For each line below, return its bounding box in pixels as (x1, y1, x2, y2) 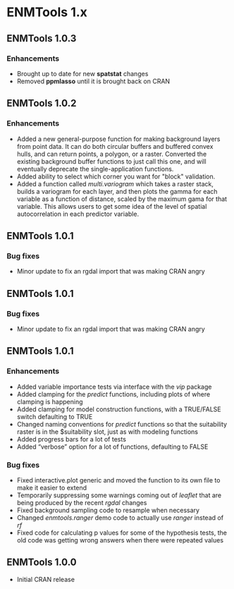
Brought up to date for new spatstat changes (16, 69, 149, 78)
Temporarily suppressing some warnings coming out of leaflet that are (16, 491, 222, 499)
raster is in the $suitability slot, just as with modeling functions (16, 427, 199, 436)
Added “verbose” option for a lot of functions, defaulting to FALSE (16, 442, 209, 451)
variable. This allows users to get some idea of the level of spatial (16, 202, 207, 210)
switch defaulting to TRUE (16, 412, 93, 420)
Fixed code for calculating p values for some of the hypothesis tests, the (16, 528, 227, 537)
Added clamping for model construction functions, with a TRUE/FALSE (16, 405, 221, 413)
